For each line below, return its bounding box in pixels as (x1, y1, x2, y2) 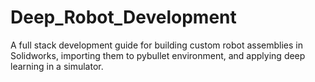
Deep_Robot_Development (10, 6, 237, 29)
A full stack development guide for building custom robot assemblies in (10, 39, 303, 51)
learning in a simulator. (10, 60, 104, 72)
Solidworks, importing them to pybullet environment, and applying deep (10, 49, 306, 61)
